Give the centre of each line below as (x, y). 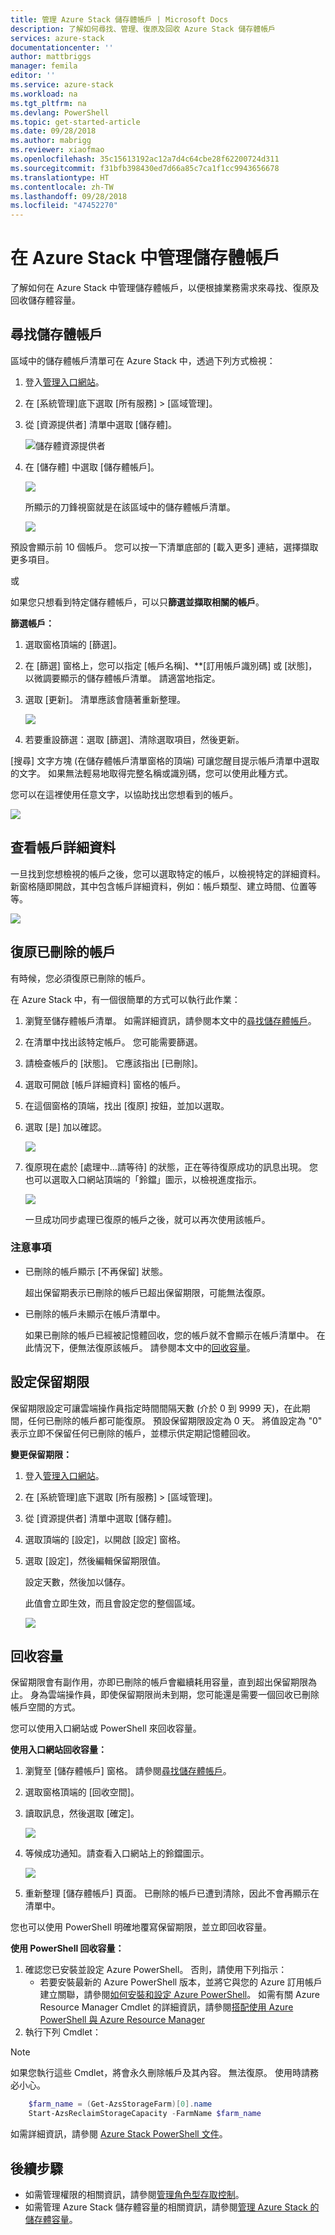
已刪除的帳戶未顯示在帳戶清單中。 (95, 1313)
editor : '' (33, 76)
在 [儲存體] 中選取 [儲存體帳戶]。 (92, 467)
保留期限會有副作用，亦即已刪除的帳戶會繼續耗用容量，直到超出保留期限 (159, 1682)
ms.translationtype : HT (60, 177)
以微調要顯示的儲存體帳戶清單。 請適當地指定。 (122, 678)
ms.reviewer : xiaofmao (57, 150)
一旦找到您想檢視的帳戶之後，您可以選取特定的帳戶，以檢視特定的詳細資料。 (168, 873)
